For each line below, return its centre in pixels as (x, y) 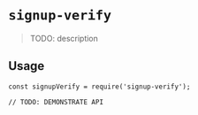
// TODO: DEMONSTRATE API (56, 102)
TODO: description (64, 38)
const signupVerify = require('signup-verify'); (99, 87)
